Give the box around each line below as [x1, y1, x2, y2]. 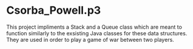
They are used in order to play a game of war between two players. [6, 36, 174, 43]
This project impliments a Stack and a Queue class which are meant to [6, 23, 182, 30]
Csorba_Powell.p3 [6, 4, 101, 17]
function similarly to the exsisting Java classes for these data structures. [6, 29, 188, 36]
